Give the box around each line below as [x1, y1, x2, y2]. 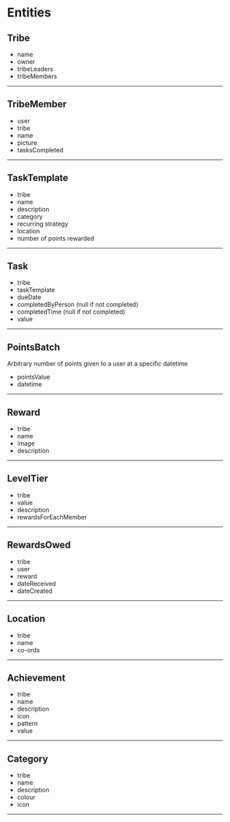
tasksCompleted [16, 145, 64, 154]
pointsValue [16, 373, 51, 381]
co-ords [16, 646, 40, 654]
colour [16, 793, 36, 801]
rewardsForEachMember [16, 513, 88, 521]
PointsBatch [7, 341, 60, 353]
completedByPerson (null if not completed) [16, 301, 139, 309]
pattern [16, 719, 38, 728]
